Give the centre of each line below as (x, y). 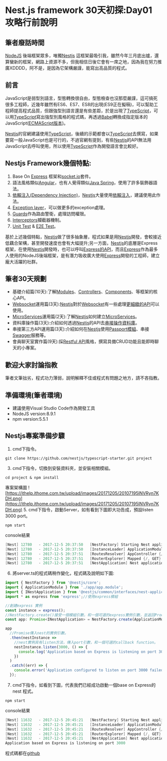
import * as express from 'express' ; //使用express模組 (62, 597)
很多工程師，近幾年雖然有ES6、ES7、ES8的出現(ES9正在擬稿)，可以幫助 (80, 104)
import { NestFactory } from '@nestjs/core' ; (53, 583)
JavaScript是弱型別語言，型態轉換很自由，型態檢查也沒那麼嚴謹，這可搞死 (82, 98)
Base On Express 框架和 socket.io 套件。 (53, 176)
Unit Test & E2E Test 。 (35, 226)
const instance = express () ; (35, 610)
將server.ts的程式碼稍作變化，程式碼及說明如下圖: (63, 573)
